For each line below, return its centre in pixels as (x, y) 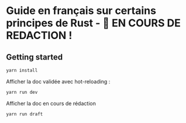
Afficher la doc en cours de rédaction (51, 103)
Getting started (35, 57)
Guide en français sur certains (81, 11)
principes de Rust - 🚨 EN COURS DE (94, 23)
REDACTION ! (39, 36)
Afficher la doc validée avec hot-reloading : (58, 81)
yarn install (22, 71)
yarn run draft (25, 114)
